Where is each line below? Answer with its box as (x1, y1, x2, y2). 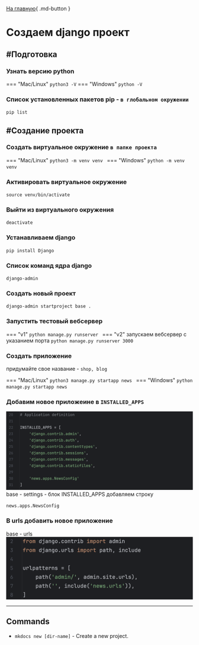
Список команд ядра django (6, 261, 92, 269)
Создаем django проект (6, 26, 130, 39)
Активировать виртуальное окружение (6, 178, 127, 186)
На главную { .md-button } (6, 5, 71, 12)
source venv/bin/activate (6, 192, 70, 198)
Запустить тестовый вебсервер (6, 317, 102, 325)
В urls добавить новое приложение (6, 516, 113, 525)
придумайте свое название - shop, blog (6, 365, 108, 372)
